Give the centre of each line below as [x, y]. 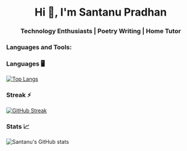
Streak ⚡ [19, 95]
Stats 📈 [18, 126]
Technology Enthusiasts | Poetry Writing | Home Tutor [101, 31]
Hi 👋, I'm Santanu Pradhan [101, 12]
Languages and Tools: [39, 48]
